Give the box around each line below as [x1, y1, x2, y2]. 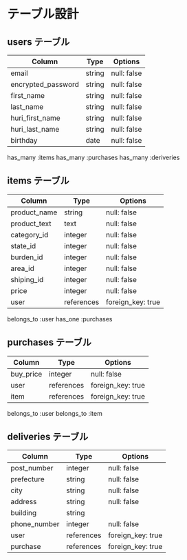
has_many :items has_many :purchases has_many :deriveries [7, 153, 180, 161]
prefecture [10, 474, 45, 484]
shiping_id [10, 274, 44, 284]
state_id [10, 241, 36, 250]
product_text [10, 219, 52, 228]
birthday [10, 136, 38, 145]
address [10, 497, 37, 507]
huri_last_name [10, 125, 60, 134]
